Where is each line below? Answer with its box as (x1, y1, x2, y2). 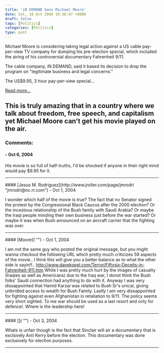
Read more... (5, 88, 31, 93)
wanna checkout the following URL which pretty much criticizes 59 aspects (5, 251, 157, 257)
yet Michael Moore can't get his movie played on (5, 117, 156, 126)
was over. (5, 223, 24, 228)
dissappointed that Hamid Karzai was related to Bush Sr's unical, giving (5, 282, 149, 288)
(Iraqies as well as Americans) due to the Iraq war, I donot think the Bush (5, 272, 151, 278)
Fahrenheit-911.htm (5, 267, 44, 273)
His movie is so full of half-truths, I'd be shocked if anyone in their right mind (5, 162, 159, 168)
